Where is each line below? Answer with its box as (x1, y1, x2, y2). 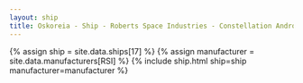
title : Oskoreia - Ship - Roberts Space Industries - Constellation (9, 21, 272, 30)
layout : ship (9, 12, 59, 22)
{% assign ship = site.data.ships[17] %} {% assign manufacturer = (9, 46, 255, 56)
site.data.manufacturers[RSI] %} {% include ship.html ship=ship (9, 55, 247, 66)
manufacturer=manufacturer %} (9, 64, 129, 76)
